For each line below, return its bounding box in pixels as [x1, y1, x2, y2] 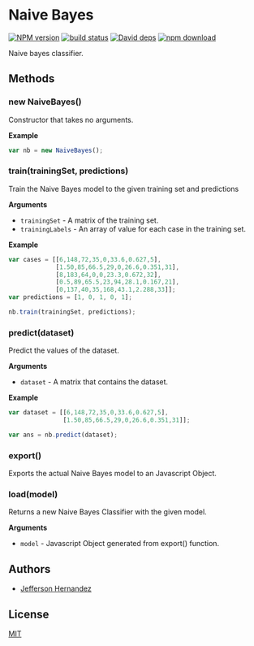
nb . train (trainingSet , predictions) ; [8, 308, 136, 316]
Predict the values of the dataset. [8, 345, 119, 355]
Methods [8, 72, 55, 86]
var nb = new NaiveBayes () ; [8, 146, 104, 154]
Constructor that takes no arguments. [8, 115, 134, 124]
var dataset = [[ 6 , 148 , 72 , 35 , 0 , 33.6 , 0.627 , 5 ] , [8, 409, 169, 417]
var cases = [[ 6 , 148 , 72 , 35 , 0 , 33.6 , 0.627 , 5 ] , [8, 255, 161, 263]
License [8, 607, 50, 621]
